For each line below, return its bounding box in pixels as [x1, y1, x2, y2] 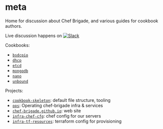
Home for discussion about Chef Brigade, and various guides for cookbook [5, 18, 159, 24]
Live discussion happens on [5, 33, 62, 39]
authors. [5, 23, 22, 29]
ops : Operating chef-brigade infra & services [12, 102, 103, 108]
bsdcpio [12, 52, 28, 58]
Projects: [5, 87, 23, 93]
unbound [12, 79, 28, 84]
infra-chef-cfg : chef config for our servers [12, 113, 102, 119]
